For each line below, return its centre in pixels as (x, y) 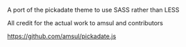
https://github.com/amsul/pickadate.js (62, 36)
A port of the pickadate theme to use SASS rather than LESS (93, 10)
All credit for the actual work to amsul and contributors (85, 23)
